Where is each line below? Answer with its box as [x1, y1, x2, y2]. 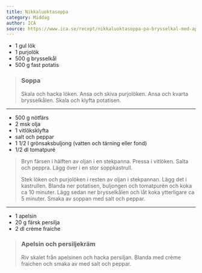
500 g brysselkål [14, 55, 57, 62]
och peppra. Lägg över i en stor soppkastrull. [20, 164, 133, 171]
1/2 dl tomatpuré [14, 146, 56, 153]
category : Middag [6, 14, 50, 20]
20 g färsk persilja [14, 218, 60, 226]
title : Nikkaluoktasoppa [6, 8, 69, 15]
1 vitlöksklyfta [14, 127, 49, 134]
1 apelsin [14, 212, 37, 219]
